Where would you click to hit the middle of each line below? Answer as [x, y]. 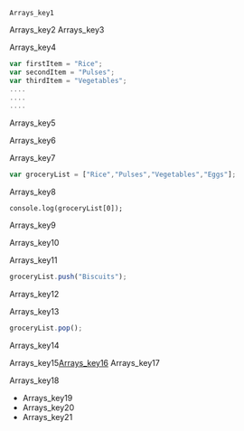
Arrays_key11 [33, 260]
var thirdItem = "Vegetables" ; [68, 80]
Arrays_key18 [34, 380]
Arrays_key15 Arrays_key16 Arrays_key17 [84, 362]
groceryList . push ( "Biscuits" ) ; [68, 277]
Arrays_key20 [48, 408]
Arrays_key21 [47, 417]
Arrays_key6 [33, 141]
